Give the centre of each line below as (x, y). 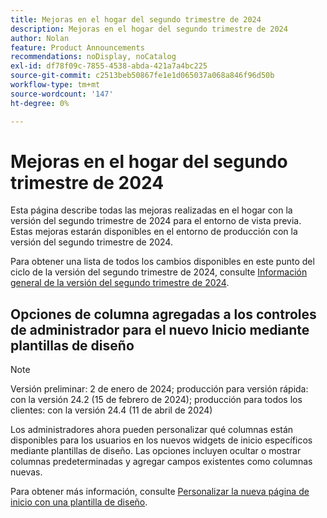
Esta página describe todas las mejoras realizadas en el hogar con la (151, 210)
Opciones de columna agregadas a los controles (163, 314)
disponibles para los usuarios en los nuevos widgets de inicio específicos (161, 440)
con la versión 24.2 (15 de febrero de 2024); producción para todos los (156, 400)
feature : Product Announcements (77, 47)
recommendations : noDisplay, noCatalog (93, 57)
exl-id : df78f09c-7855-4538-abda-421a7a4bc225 (109, 66)
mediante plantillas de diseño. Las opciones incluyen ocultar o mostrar (156, 451)
